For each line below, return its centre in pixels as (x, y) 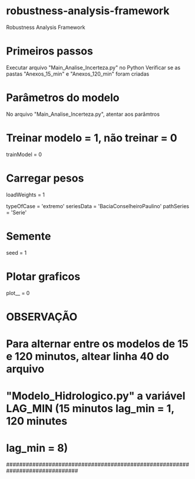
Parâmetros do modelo (63, 98)
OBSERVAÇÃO (42, 317)
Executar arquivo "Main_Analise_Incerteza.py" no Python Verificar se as (93, 67)
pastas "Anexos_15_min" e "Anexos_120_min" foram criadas (78, 74)
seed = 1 (16, 253)
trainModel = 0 (24, 154)
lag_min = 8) (37, 448)
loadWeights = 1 (26, 195)
